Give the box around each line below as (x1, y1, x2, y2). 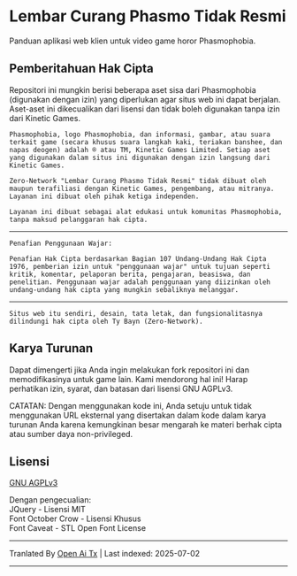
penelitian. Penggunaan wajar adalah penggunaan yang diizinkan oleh (9, 277, 271, 287)
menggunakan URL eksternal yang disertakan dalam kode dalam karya (9, 410, 267, 420)
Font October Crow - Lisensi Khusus (9, 513, 141, 524)
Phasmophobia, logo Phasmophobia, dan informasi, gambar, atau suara (9, 130, 271, 139)
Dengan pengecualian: (9, 495, 92, 505)
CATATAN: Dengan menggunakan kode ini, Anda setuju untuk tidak (9, 400, 252, 411)
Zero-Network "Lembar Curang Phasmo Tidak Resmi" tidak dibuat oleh (9, 176, 267, 185)
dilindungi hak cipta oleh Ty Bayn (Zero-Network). (9, 317, 203, 326)
